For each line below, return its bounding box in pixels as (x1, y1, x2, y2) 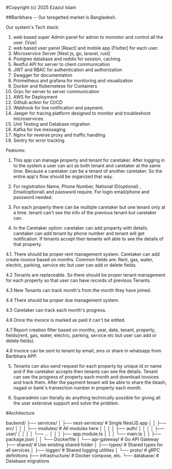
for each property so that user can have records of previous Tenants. (6, 277, 151, 283)
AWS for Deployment (13, 94, 58, 100)
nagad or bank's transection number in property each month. (13, 385, 142, 391)
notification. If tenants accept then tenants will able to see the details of (13, 236, 164, 242)
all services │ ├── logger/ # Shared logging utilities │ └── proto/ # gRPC (6, 447, 160, 453)
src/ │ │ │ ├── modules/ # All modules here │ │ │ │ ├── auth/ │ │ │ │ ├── (6, 426, 165, 431)
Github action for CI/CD (13, 99, 63, 105)
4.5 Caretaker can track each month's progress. (6, 307, 107, 313)
